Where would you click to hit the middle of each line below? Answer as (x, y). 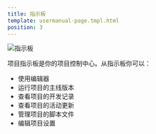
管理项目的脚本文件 (46, 114)
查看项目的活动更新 (46, 105)
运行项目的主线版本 (46, 88)
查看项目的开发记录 (46, 96)
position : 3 (25, 27)
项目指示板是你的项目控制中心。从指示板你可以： (79, 63)
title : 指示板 (27, 14)
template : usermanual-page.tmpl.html (63, 21)
